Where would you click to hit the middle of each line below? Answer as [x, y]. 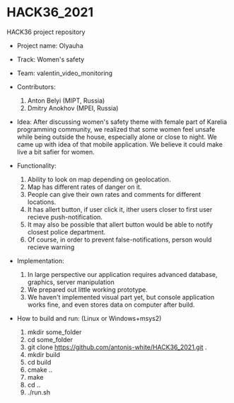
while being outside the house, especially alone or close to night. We [117, 137]
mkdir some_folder [54, 332]
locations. [42, 202]
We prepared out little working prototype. [87, 289]
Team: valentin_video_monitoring [65, 73]
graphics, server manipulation [71, 282]
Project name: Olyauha [50, 45]
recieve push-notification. [65, 217]
